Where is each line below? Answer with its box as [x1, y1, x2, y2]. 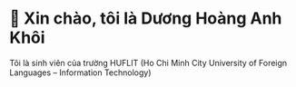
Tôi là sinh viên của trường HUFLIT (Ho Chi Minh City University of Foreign [9, 57, 288, 68]
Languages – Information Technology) [9, 67, 152, 78]
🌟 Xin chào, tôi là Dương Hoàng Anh [9, 8, 282, 29]
